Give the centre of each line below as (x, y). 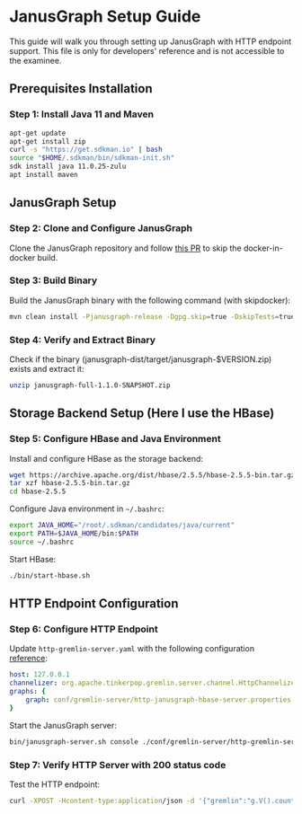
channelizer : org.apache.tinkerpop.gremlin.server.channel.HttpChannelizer (154, 683)
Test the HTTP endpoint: (55, 784)
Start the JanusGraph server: (63, 725)
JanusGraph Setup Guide (105, 17)
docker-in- (263, 248)
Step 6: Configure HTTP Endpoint (84, 629)
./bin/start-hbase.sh (50, 575)
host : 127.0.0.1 (40, 675)
